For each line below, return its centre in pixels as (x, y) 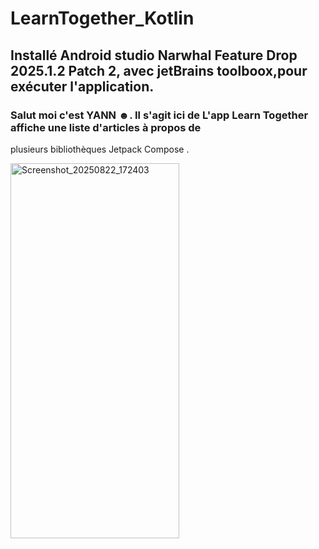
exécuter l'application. (82, 86)
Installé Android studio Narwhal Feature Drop (154, 55)
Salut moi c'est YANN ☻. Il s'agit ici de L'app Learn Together (159, 115)
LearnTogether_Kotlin (102, 18)
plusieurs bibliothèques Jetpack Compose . (100, 149)
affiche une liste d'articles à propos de (106, 127)
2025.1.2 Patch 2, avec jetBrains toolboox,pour (159, 70)
